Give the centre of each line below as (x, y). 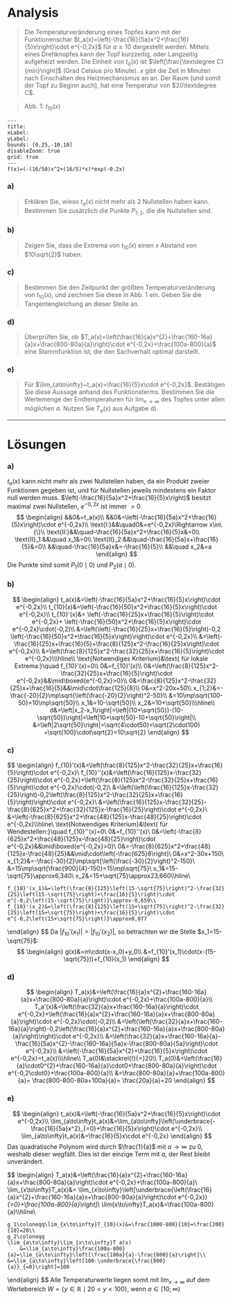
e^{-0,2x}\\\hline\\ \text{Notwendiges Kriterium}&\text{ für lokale (116, 658)
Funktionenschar (48, 39)
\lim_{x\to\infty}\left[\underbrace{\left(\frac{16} (145, 1189)
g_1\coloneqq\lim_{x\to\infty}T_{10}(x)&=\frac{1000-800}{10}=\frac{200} (116, 1224)
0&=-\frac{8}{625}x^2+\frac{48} (164, 846)
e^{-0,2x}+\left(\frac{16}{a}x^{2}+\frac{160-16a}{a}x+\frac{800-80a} (116, 1014)
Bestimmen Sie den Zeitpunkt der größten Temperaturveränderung (120, 287)
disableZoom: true (34, 151)
